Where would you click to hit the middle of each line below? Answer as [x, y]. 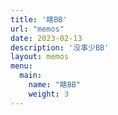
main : [31, 76]
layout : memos [40, 57]
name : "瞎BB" [55, 85]
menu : [21, 66]
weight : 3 [49, 94]
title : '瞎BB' [39, 19]
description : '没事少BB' [60, 47]
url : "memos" [37, 29]
